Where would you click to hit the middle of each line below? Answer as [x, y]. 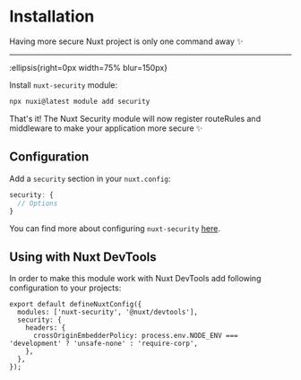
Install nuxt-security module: [64, 85]
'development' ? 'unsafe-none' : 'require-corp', [104, 344]
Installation [52, 17]
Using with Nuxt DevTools [83, 257]
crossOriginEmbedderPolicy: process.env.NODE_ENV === [136, 336]
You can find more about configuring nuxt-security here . [115, 229]
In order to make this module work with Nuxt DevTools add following [135, 279]
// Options [38, 203]
